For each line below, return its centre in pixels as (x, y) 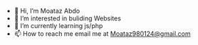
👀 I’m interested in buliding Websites (67, 18)
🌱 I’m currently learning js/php (58, 26)
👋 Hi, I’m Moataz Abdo (47, 11)
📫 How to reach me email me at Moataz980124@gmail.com (102, 34)
